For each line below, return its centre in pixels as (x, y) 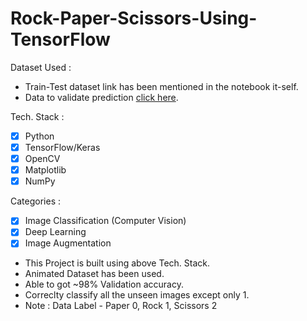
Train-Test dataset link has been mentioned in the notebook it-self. (161, 86)
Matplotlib (45, 170)
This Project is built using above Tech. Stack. (117, 263)
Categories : (35, 201)
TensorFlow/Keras (62, 147)
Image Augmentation (68, 243)
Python (39, 136)
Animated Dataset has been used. (94, 274)
